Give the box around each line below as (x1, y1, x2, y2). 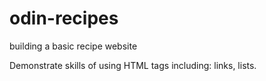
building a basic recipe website (9, 40, 138, 52)
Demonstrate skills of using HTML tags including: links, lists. (9, 59, 257, 71)
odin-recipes (9, 7, 119, 30)
